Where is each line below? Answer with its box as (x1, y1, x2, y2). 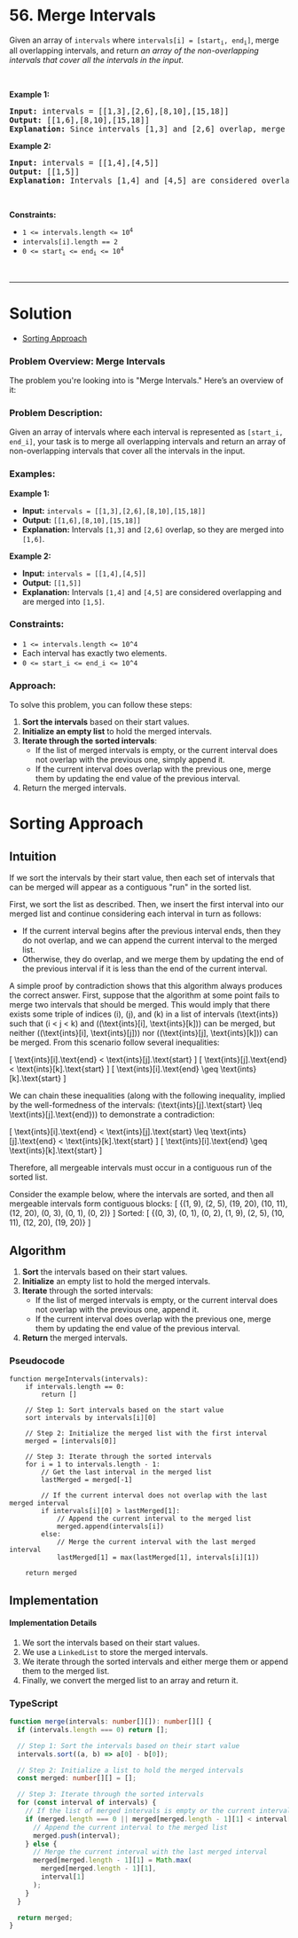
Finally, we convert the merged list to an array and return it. (21, 1675, 239, 1685)
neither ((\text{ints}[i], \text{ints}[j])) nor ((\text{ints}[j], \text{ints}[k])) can (9, 1028, 278, 1039)
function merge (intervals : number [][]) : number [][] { (9, 1717, 213, 1726)
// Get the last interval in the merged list (41, 1468, 213, 1477)
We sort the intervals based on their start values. (21, 1637, 200, 1648)
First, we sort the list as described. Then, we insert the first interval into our (9, 899, 285, 910)
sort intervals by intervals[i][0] (25, 1414, 157, 1423)
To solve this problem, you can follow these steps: (9, 700, 192, 710)
